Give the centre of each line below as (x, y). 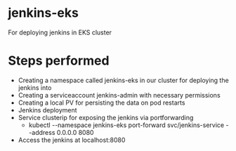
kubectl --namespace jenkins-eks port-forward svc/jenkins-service (126, 125)
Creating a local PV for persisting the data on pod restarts (101, 103)
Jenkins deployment (47, 110)
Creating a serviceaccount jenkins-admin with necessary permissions (119, 95)
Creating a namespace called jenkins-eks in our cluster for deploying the (123, 80)
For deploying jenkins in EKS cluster (60, 32)
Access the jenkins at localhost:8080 (72, 140)
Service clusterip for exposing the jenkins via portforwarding (106, 117)
